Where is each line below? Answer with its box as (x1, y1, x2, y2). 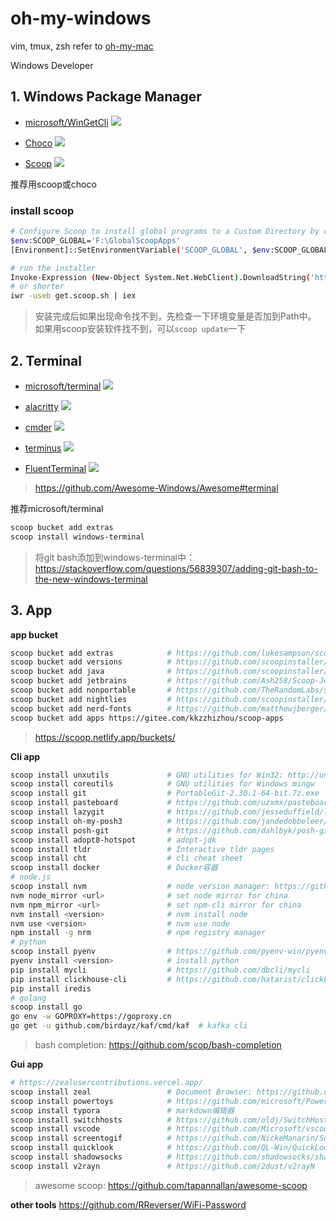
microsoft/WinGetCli (24, 116, 109, 128)
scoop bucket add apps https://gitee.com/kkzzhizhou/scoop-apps (10, 713, 284, 723)
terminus (24, 442, 62, 454)
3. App (10, 602, 53, 619)
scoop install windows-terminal (10, 532, 145, 542)
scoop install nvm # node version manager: (10, 882, 271, 892)
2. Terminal (10, 352, 82, 369)
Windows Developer (10, 59, 94, 71)
